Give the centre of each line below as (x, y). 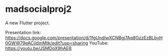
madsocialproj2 (38, 9)
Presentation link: (23, 32)
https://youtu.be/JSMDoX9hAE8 (38, 48)
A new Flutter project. (28, 23)
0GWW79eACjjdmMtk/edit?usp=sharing (47, 43)
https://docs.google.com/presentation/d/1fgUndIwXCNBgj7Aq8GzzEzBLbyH (84, 38)
